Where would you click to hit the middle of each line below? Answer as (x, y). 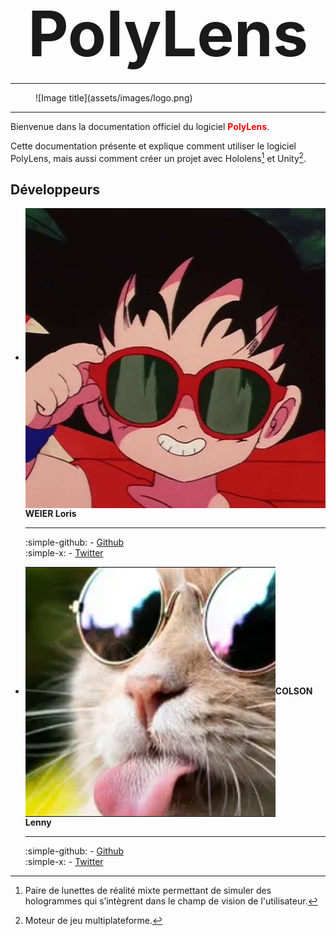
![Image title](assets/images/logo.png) (114, 97)
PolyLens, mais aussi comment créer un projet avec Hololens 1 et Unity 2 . (158, 157)
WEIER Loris (50, 514)
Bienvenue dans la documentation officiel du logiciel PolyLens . (140, 126)
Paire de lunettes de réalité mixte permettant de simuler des (148, 891)
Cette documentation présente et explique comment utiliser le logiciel (153, 146)
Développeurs (55, 189)
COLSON (293, 691)
